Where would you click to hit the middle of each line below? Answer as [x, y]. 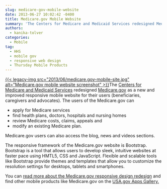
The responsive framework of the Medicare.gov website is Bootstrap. [76, 145]
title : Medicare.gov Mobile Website [43, 19]
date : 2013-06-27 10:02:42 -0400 [40, 14]
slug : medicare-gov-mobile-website [42, 10]
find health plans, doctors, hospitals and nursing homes [69, 115]
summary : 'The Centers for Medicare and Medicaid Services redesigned [80, 24]
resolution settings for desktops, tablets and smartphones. [65, 167]
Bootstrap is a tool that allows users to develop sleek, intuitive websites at [81, 151]
